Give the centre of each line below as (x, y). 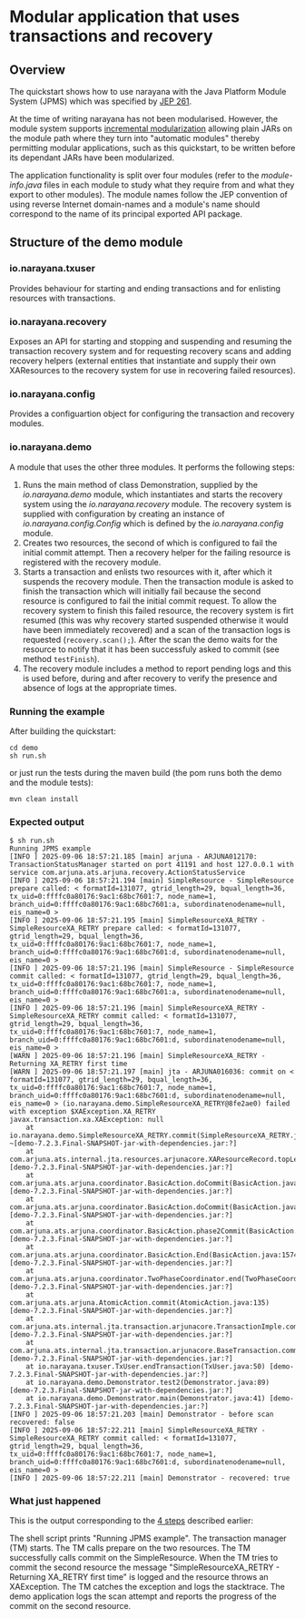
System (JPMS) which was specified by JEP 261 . (101, 101)
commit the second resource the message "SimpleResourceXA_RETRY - (144, 1567)
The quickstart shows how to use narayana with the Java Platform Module (148, 92)
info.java (26, 185)
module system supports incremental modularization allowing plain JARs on (151, 128)
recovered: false (42, 1422)
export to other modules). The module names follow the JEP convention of (149, 194)
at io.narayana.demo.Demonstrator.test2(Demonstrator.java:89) (148, 1383)
